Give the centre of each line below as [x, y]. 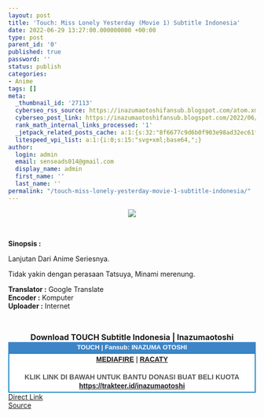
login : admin [37, 154]
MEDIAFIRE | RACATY [132, 359]
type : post [26, 37]
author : [21, 147]
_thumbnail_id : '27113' [54, 103]
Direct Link [26, 397]
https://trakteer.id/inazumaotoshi [132, 386]
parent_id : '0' [33, 45]
